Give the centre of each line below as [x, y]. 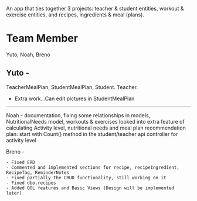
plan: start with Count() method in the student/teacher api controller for [92, 134]
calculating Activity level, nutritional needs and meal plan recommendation [96, 128]
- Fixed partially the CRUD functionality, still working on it [86, 178]
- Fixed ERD [21, 162]
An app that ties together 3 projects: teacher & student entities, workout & [95, 8]
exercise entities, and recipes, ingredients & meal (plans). [75, 15]
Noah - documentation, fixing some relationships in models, [78, 115]
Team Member [42, 38]
